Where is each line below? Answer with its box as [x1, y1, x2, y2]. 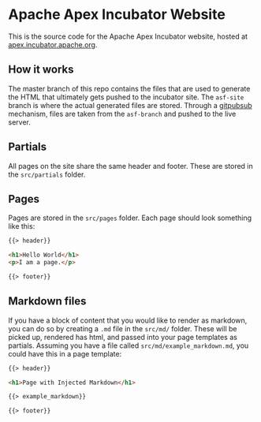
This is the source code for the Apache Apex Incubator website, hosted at [8, 32, 248, 41]
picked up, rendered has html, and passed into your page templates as [8, 332, 238, 342]
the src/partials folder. [8, 170, 86, 179]
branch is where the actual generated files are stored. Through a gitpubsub [8, 100, 252, 110]
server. [8, 117, 32, 127]
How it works [8, 63, 74, 77]
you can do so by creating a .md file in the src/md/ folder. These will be [8, 323, 237, 333]
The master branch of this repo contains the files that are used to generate [8, 84, 251, 93]
